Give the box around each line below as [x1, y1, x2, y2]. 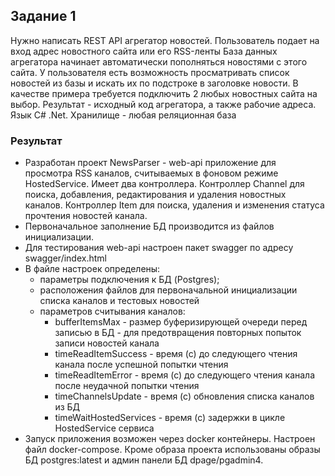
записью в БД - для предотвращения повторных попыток [54, 327, 302, 339]
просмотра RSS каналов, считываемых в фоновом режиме [24, 167, 279, 179]
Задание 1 [10, 8, 77, 25]
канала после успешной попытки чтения [54, 359, 229, 371]
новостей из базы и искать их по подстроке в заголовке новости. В [10, 77, 299, 89]
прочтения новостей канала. [24, 210, 148, 222]
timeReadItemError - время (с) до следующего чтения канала [54, 369, 316, 381]
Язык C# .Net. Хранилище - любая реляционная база [10, 109, 237, 121]
